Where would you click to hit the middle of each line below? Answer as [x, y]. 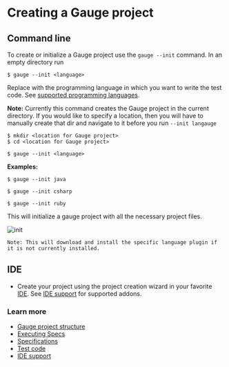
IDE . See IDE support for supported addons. [80, 293]
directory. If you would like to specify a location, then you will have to [105, 116]
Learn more [27, 311]
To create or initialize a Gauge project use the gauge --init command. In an [115, 55]
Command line [39, 38]
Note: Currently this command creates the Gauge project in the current [108, 108]
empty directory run [36, 62]
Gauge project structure [51, 327]
